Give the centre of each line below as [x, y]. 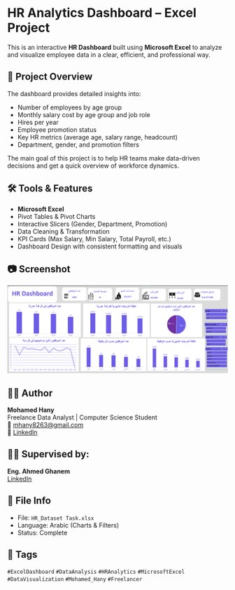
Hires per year [38, 122]
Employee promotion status [57, 129]
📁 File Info [29, 501]
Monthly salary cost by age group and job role [84, 114]
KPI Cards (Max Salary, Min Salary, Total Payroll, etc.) [94, 239]
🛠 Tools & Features [50, 188]
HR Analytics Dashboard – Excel [102, 13]
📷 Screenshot [39, 269]
